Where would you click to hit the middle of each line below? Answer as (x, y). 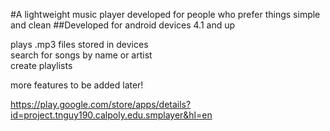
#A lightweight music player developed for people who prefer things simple (165, 14)
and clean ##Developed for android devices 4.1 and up (123, 25)
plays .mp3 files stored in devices (79, 44)
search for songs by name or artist (81, 55)
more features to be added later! (77, 85)
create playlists (41, 65)
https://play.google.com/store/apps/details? (101, 104)
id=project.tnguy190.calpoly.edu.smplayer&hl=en (111, 115)
